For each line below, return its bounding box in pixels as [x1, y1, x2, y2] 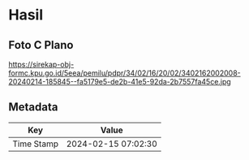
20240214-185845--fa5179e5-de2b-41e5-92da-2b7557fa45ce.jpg [8, 77, 231, 86]
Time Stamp [12, 138, 59, 149]
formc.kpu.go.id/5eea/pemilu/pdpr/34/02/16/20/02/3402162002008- [8, 68, 241, 78]
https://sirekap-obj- [8, 59, 75, 69]
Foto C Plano [8, 38, 74, 52]
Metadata [8, 100, 58, 115]
